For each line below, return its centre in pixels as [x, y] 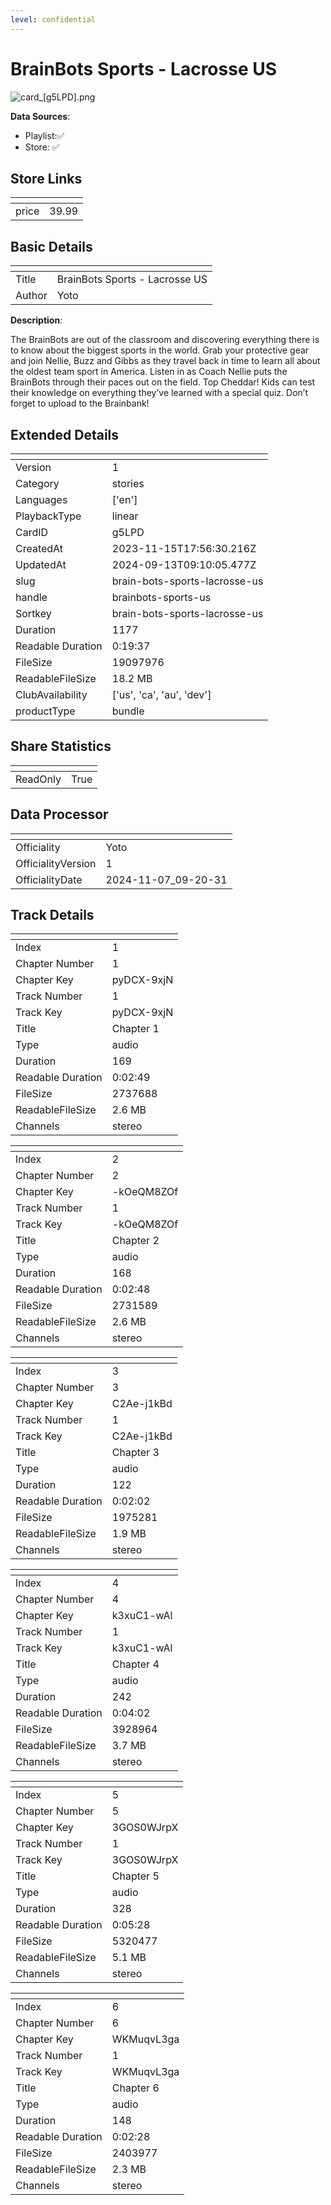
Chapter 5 [135, 1876]
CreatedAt [39, 548]
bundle [128, 711]
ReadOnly [38, 779]
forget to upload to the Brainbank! [80, 403]
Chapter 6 [135, 2088]
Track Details [52, 915]
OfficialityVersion [56, 863]
